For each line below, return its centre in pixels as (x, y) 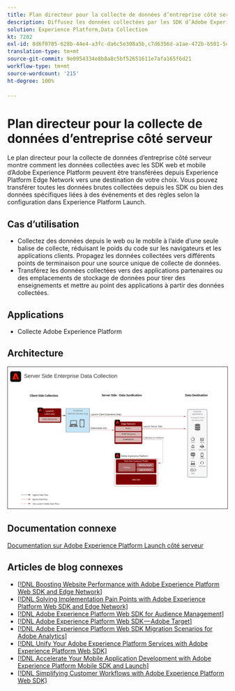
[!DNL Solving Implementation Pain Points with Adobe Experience (111, 599)
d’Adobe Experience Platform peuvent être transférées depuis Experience (113, 173)
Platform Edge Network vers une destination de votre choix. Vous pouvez (113, 180)
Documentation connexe (62, 529)
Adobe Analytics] (42, 636)
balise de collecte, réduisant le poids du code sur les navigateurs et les (119, 248)
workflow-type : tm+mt (39, 66)
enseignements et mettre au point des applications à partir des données (121, 285)
